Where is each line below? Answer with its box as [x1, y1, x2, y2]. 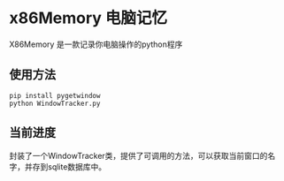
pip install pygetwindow [9, 91, 101, 100]
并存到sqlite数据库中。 [24, 161, 107, 172]
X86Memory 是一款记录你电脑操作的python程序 [9, 39, 183, 49]
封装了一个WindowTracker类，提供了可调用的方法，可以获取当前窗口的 [9, 150, 268, 161]
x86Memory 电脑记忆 [9, 8, 168, 28]
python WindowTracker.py [9, 99, 101, 108]
